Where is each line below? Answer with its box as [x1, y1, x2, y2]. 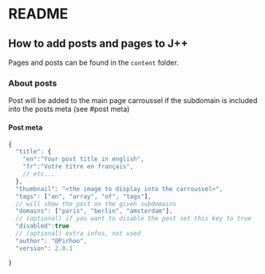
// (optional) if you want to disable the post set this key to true [15, 215, 251, 223]
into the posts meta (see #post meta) [8, 105, 130, 114]
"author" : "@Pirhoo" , [15, 236, 88, 244]
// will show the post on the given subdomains [15, 200, 177, 208]
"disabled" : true [15, 222, 69, 230]
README [8, 5, 69, 23]
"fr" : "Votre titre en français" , [22, 163, 134, 171]
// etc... [22, 170, 56, 178]
